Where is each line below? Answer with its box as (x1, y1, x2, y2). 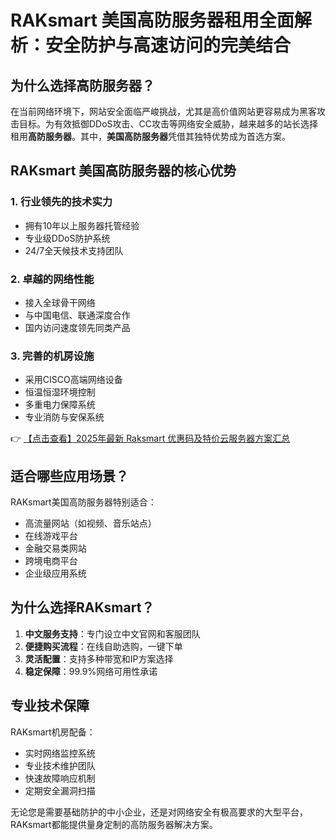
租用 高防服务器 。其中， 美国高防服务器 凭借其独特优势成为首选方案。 (10, 131, 291, 142)
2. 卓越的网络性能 (10, 272, 95, 286)
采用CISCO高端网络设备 (24, 374, 123, 386)
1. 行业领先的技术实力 (10, 195, 113, 209)
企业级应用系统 (24, 567, 87, 580)
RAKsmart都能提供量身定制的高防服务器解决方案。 (10, 818, 218, 830)
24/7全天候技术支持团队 (24, 244, 124, 256)
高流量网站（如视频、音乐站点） (24, 517, 157, 530)
